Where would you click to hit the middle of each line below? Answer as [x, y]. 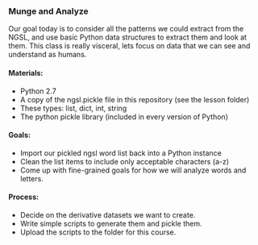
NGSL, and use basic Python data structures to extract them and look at [128, 37]
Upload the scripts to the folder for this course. [98, 232]
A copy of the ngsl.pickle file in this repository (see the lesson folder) [135, 99]
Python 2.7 [38, 91]
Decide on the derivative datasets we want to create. [108, 214]
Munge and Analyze [48, 11]
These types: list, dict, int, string [73, 108]
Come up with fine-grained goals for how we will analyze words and [133, 170]
